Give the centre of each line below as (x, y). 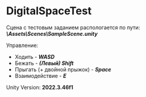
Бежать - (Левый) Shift (44, 63)
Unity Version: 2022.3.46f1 (40, 87)
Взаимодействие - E (41, 76)
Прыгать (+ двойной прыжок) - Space (63, 69)
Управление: (22, 45)
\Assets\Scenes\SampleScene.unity (52, 33)
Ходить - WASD (35, 57)
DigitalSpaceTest (49, 11)
